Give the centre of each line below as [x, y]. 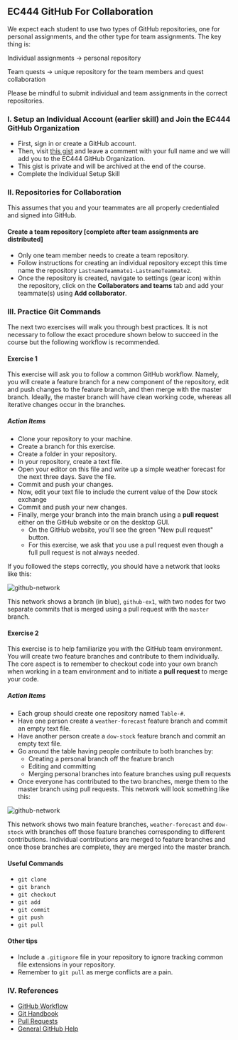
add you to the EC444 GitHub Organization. [81, 159]
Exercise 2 [23, 633]
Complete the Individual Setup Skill [69, 174]
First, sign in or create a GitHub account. [77, 144]
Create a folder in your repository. [67, 454]
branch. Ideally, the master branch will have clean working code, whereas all [119, 397]
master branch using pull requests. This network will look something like [123, 789]
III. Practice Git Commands [54, 312]
